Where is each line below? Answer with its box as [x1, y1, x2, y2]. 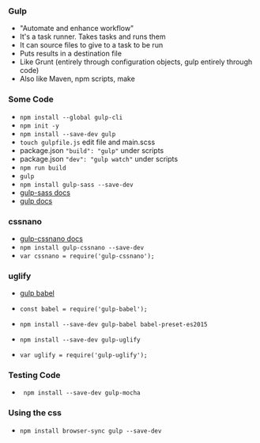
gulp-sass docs [19, 188, 71, 197]
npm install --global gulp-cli [19, 113, 123, 121]
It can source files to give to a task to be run [19, 40, 164, 50]
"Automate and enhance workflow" [19, 24, 134, 33]
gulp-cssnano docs [19, 234, 83, 243]
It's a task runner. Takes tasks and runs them [19, 32, 166, 41]
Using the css [8, 407, 62, 418]
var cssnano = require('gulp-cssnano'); [19, 252, 155, 260]
